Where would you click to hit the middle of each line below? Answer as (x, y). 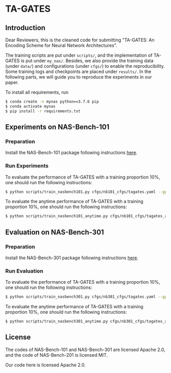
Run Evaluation (24, 271)
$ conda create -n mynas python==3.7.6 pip (52, 102)
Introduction (25, 28)
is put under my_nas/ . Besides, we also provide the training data (87, 61)
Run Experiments (27, 166)
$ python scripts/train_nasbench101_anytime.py (57, 216)
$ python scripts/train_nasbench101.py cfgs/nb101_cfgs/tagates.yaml (81, 192)
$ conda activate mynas (31, 106)
